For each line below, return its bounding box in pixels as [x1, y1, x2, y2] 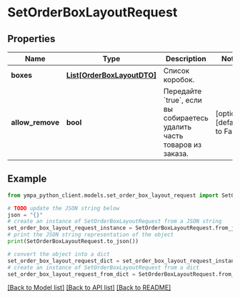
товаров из [163, 140, 202, 150]
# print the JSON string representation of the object [7, 231, 174, 239]
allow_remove [11, 118, 59, 127]
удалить [163, 122, 191, 132]
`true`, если [163, 96, 202, 105]
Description [165, 54, 206, 63]
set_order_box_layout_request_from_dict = [7, 270, 136, 278]
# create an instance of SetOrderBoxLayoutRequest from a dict [7, 264, 200, 271]
